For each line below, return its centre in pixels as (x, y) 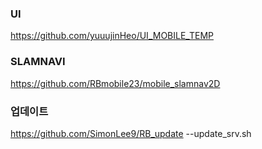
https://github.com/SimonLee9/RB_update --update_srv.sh (131, 133)
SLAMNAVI (38, 62)
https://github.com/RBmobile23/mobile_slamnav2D (115, 83)
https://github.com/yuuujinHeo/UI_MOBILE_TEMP (112, 36)
